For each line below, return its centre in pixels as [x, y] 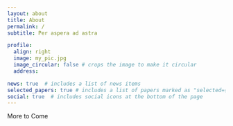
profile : [20, 46]
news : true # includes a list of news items [74, 84]
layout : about [28, 13]
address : [26, 71]
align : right [32, 52]
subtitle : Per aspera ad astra [52, 33]
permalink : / [26, 26]
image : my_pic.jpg [40, 58]
